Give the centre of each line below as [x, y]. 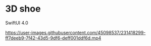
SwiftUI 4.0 [17, 23]
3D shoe [23, 9]
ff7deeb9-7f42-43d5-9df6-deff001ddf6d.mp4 [53, 38]
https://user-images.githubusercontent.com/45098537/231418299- [75, 32]
